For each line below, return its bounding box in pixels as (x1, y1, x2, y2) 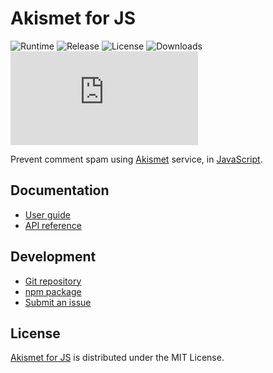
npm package (24, 285, 82, 297)
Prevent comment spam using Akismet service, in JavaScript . (10, 153, 263, 165)
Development (10, 248, 97, 266)
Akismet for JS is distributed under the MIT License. (10, 352, 225, 364)
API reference (24, 219, 82, 231)
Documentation (10, 182, 110, 199)
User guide (24, 208, 71, 221)
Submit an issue (24, 296, 92, 308)
